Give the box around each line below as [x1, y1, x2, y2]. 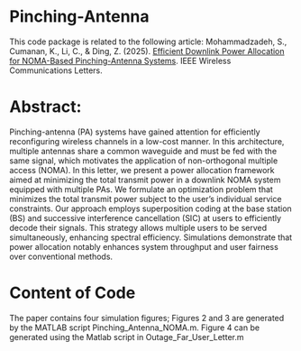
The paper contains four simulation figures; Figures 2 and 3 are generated [9, 312, 285, 323]
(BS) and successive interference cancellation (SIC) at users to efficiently [9, 212, 282, 223]
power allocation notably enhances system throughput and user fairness [9, 241, 279, 252]
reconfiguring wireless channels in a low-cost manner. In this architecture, [9, 135, 285, 146]
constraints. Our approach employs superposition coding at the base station [9, 203, 293, 214]
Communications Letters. [9, 65, 104, 76]
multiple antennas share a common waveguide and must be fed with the [9, 145, 278, 156]
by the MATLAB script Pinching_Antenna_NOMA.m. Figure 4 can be [9, 322, 260, 333]
